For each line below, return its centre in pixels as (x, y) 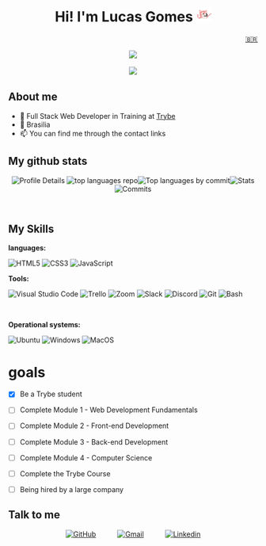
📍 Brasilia (35, 124)
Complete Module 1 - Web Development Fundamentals (108, 410)
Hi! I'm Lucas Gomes (124, 17)
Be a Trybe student (51, 394)
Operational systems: (44, 325)
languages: (27, 248)
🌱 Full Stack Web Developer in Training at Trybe (97, 116)
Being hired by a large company (72, 489)
